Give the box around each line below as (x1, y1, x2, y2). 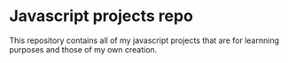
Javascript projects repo (9, 6, 193, 26)
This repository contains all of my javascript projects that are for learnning (9, 35, 279, 45)
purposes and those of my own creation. (9, 44, 158, 54)
